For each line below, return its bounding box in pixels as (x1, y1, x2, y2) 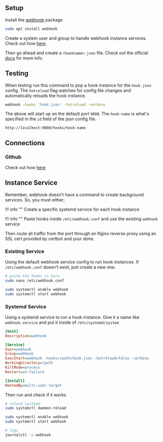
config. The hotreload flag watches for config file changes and (5, 88, 131, 93)
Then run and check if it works (5, 392, 67, 398)
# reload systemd (5, 401, 40, 406)
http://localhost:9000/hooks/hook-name (5, 126, 86, 131)
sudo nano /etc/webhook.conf (5, 278, 64, 283)
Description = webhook (5, 333, 47, 338)
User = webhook (5, 347, 32, 352)
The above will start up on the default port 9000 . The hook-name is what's (5, 111, 149, 117)
